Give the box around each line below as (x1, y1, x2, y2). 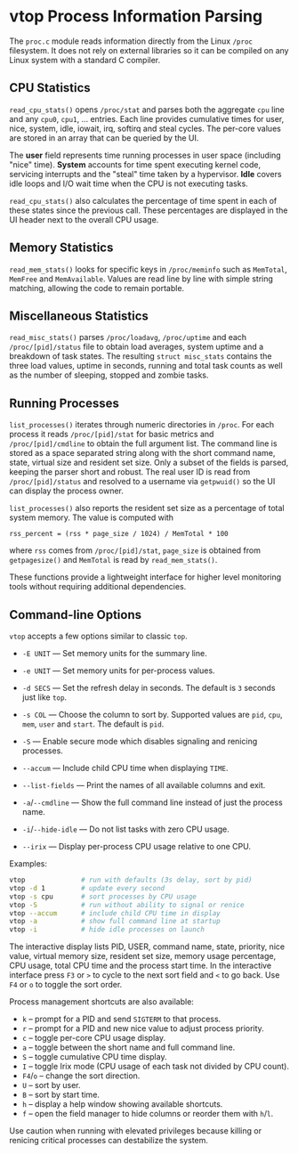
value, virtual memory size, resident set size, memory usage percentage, (9, 951, 277, 962)
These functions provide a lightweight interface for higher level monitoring (9, 572, 282, 582)
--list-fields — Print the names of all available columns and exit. (21, 780, 266, 790)
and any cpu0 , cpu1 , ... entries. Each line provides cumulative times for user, (9, 113, 285, 124)
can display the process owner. (9, 485, 125, 496)
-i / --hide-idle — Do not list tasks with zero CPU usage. (21, 824, 230, 834)
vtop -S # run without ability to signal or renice (9, 900, 245, 909)
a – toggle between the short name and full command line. (21, 1042, 236, 1052)
